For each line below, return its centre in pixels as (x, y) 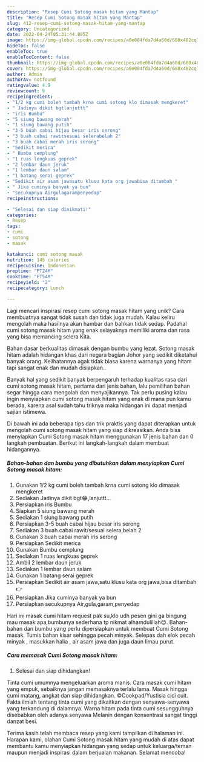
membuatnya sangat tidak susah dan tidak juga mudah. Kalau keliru (91, 317)
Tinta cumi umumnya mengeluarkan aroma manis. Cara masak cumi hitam (99, 682)
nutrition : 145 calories (38, 260)
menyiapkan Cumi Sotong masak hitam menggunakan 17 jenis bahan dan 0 (100, 436)
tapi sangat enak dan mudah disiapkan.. (57, 368)
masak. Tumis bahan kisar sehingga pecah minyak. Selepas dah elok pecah (101, 635)
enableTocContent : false (38, 57)
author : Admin (25, 74)
